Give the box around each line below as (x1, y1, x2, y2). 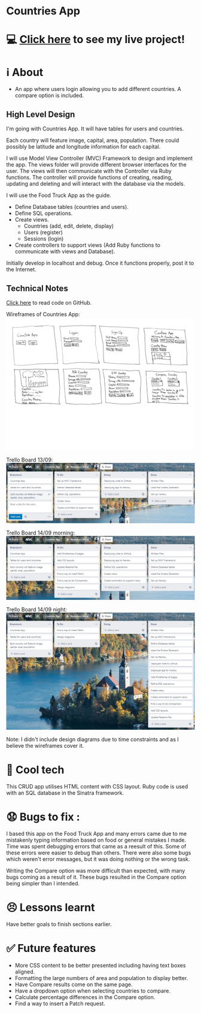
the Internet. (6, 266, 37, 273)
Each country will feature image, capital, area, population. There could (6, 137, 179, 144)
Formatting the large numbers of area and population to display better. (14, 974, 188, 981)
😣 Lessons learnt (6, 901, 95, 914)
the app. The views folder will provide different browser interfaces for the (6, 161, 187, 168)
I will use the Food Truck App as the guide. (6, 192, 112, 199)
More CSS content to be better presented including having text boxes (14, 962, 186, 969)
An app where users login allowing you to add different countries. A (14, 86, 181, 93)
